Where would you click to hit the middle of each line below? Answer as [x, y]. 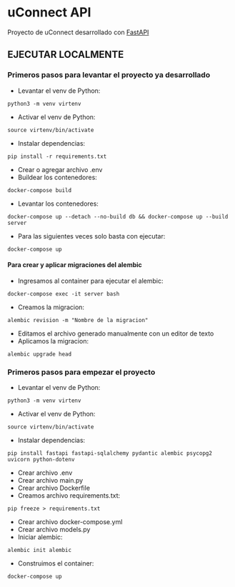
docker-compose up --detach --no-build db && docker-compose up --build [118, 216]
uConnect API [49, 12]
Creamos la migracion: [51, 307]
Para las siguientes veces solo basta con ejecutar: [91, 236]
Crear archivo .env [45, 473]
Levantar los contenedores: [58, 204]
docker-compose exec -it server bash [64, 293]
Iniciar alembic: [40, 537]
